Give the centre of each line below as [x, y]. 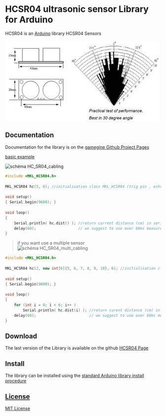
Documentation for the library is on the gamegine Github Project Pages [77, 147]
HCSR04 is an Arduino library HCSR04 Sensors [53, 33]
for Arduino [29, 20]
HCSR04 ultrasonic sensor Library [77, 9]
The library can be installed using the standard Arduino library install [75, 376]
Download [21, 336]
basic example [20, 157]
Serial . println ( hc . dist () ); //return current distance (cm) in [83, 223]
